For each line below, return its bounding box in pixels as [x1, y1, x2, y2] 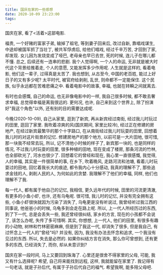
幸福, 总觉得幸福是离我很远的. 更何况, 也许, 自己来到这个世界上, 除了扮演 [9, 99, 154, 105]
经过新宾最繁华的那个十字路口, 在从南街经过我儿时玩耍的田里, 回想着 [20, 128, 157, 134]
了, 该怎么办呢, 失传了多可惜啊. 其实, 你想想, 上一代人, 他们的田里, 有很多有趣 [5, 218, 159, 223]
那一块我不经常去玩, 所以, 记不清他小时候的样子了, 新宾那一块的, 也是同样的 [5, 140, 156, 146]
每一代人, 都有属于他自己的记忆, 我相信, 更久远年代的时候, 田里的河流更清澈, [5, 187, 157, 193]
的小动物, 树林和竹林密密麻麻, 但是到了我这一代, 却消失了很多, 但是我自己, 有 [5, 223, 158, 229]
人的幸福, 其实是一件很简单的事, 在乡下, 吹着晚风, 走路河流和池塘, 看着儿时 [5, 159, 154, 165]
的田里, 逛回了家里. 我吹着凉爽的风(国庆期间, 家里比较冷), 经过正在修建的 [5, 122, 150, 128]
